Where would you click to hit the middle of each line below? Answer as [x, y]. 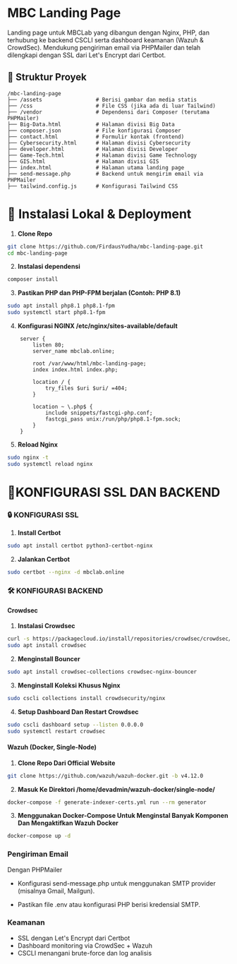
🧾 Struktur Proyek [47, 77]
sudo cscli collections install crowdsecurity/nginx [86, 698]
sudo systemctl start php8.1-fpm [56, 313]
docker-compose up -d [39, 836]
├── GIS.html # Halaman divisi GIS [83, 161]
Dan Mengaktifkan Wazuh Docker [68, 823]
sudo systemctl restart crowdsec [56, 731]
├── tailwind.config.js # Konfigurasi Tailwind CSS [93, 186]
